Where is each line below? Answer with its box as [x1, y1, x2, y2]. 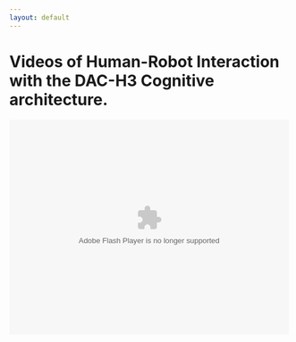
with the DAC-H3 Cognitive [9, 71, 215, 90]
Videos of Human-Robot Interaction [9, 51, 280, 71]
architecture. [9, 89, 109, 110]
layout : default [9, 13, 70, 22]
